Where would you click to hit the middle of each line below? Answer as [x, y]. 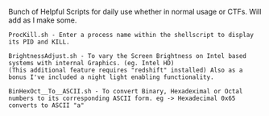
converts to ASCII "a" [46, 106]
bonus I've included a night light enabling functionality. [112, 77]
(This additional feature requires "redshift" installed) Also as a [126, 70]
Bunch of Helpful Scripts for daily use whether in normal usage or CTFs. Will [135, 12]
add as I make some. [43, 20]
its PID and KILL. [39, 42]
